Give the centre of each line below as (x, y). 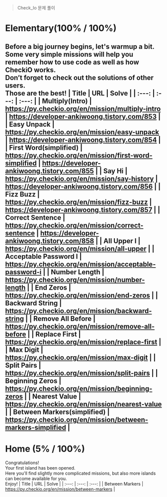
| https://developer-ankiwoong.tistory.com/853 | (83, 116)
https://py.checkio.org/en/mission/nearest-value (83, 404)
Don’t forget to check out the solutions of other (80, 77)
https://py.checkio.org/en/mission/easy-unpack (82, 132)
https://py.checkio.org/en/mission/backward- (79, 311)
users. (15, 85)
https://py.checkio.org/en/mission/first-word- (79, 155)
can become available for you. (36, 478)
